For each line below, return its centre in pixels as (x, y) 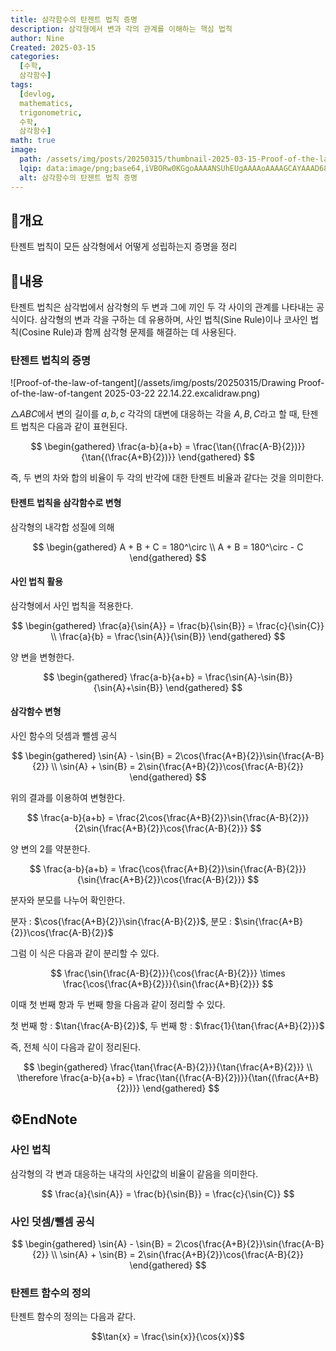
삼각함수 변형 (36, 712)
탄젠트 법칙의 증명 (51, 361)
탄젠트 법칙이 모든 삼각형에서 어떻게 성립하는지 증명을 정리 (124, 247)
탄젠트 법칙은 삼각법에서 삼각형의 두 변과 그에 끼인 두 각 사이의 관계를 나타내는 (162, 307)
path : (31, 159)
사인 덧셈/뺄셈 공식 (52, 1221)
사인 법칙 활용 (36, 582)
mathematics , (46, 103)
